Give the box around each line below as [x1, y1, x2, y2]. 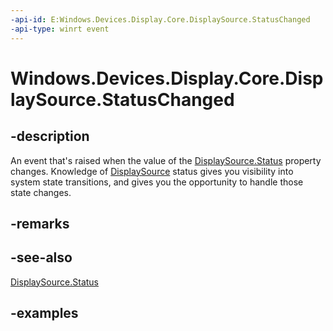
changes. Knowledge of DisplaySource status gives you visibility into [10, 165, 294, 177]
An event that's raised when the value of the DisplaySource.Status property [10, 154, 322, 166]
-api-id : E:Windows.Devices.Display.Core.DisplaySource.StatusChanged [10, 14, 311, 25]
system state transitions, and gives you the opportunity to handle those [10, 176, 304, 188]
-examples [10, 305, 79, 322]
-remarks [10, 215, 70, 232]
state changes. [10, 186, 72, 198]
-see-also [10, 249, 73, 266]
